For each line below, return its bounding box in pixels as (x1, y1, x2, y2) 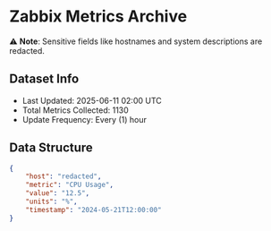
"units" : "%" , (25, 197, 78, 207)
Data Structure (9, 141, 94, 156)
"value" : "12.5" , (25, 189, 90, 198)
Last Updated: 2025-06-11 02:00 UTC (21, 95, 163, 106)
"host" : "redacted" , (25, 172, 102, 181)
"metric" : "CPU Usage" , (25, 181, 114, 190)
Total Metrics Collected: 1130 (21, 105, 130, 115)
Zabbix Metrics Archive (9, 6, 188, 27)
